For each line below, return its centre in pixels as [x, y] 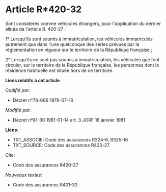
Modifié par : [18, 110]
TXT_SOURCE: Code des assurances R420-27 [61, 145]
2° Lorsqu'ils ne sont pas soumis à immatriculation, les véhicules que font [82, 59]
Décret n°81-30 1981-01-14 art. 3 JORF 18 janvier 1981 [69, 120]
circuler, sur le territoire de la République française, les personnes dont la [82, 65]
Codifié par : [18, 90]
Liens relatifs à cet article [33, 80]
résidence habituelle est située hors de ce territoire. [59, 70]
